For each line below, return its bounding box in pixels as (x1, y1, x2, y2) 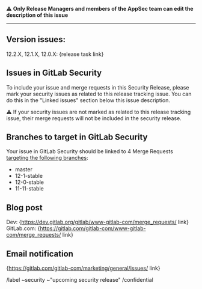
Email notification (6, 249, 74, 259)
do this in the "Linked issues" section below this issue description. (6, 96, 170, 104)
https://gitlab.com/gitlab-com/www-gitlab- (40, 225, 146, 232)
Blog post (6, 202, 43, 213)
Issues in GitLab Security (6, 68, 102, 78)
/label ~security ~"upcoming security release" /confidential (6, 276, 153, 284)
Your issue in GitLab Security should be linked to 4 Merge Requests (6, 148, 173, 155)
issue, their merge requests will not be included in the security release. (6, 114, 182, 122)
